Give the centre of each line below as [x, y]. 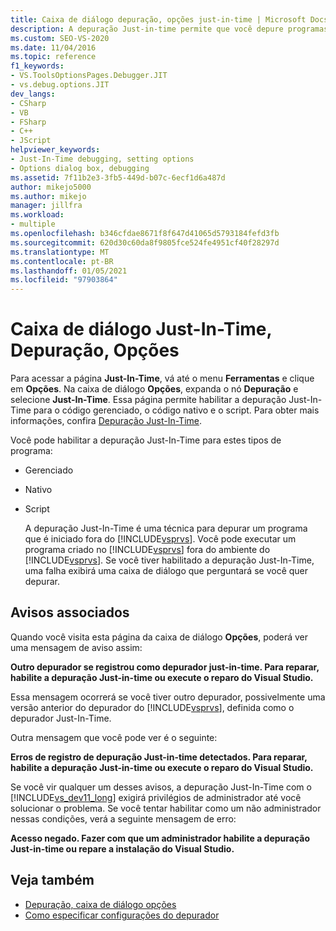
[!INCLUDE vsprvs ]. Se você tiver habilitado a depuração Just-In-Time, [169, 560]
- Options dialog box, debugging [80, 168]
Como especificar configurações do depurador [122, 915]
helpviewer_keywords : [55, 150]
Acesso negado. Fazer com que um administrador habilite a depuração [160, 838]
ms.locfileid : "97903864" [64, 280]
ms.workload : [37, 215]
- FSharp [28, 122]
